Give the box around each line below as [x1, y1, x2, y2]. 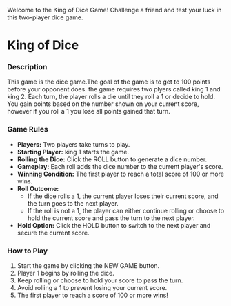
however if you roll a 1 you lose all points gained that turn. [7, 107, 170, 116]
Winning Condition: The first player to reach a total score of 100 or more [17, 170, 224, 178]
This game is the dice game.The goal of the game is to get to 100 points [7, 78, 211, 86]
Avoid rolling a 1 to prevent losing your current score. [17, 284, 168, 292]
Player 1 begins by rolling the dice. [17, 269, 115, 278]
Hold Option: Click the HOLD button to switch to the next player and [17, 221, 211, 229]
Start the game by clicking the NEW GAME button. [17, 262, 160, 270]
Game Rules [7, 125, 48, 134]
